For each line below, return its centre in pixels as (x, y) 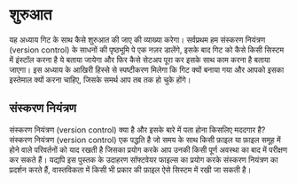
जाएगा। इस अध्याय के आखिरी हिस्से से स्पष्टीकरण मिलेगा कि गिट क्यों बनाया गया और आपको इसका (147, 69)
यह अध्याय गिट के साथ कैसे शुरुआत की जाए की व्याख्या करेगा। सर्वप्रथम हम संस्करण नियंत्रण (137, 39)
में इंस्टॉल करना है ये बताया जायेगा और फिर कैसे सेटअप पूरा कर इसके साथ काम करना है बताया (140, 60)
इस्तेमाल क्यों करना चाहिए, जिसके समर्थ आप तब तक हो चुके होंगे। (100, 79)
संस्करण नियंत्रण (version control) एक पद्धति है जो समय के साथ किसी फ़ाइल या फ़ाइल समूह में (145, 140)
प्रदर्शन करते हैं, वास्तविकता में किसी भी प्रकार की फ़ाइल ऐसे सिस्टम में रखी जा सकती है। (130, 170)
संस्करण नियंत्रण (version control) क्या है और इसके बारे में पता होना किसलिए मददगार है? (137, 130)
